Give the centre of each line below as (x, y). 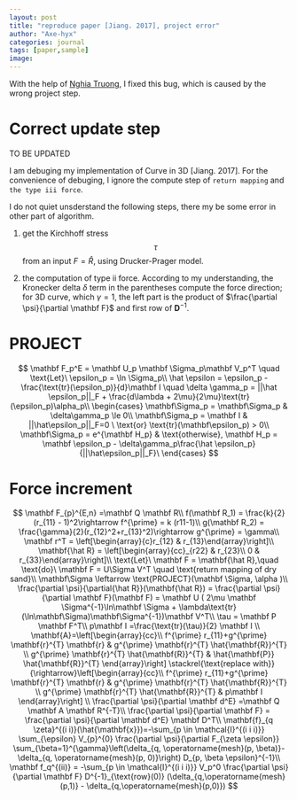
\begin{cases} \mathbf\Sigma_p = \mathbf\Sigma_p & (190, 406)
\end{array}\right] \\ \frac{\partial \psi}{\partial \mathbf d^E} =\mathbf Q (149, 702)
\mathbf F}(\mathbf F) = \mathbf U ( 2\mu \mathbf (164, 598)
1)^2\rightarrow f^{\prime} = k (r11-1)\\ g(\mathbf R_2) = (164, 523)
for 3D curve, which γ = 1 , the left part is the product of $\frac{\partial (149, 297)
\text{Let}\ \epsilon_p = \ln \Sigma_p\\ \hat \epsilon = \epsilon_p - (149, 377)
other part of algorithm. (52, 216)
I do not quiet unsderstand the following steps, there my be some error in (143, 206)
